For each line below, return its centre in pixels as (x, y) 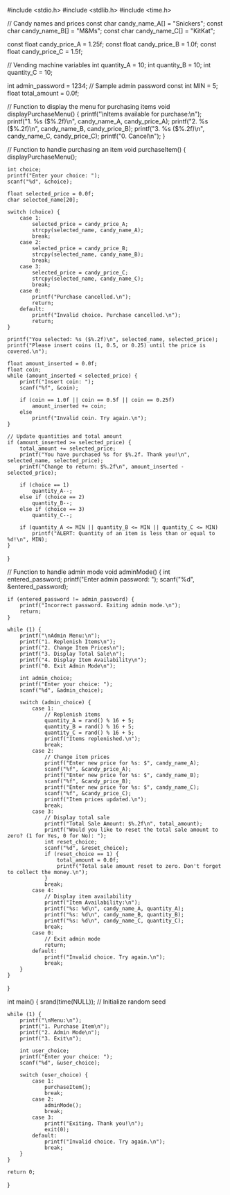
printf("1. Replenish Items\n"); (68, 642)
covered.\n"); (28, 351)
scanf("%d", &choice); (40, 182)
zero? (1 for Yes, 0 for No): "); (57, 836)
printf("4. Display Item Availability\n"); (83, 660)
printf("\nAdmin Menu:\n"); (60, 636)
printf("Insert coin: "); (57, 382)
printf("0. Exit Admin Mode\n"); (68, 666)
